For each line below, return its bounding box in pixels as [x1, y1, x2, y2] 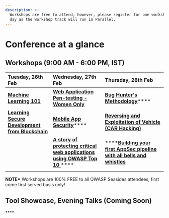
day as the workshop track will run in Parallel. [10, 17, 116, 22]
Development [8, 122, 41, 129]
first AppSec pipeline [105, 146, 157, 153]
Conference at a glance [5, 38, 105, 50]
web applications [52, 149, 95, 156]
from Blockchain [8, 128, 48, 135]
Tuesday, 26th [8, 74, 43, 81]
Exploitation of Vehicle [105, 119, 160, 126]
